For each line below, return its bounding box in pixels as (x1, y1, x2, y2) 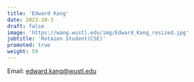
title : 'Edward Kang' (7, 10, 69, 17)
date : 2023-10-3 (7, 16, 54, 23)
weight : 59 (7, 49, 39, 55)
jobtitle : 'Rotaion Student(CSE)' (7, 36, 107, 42)
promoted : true (7, 42, 51, 49)
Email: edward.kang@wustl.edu (7, 66, 97, 75)
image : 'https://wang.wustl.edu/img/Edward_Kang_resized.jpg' (7, 29, 189, 36)
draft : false (7, 23, 45, 29)
